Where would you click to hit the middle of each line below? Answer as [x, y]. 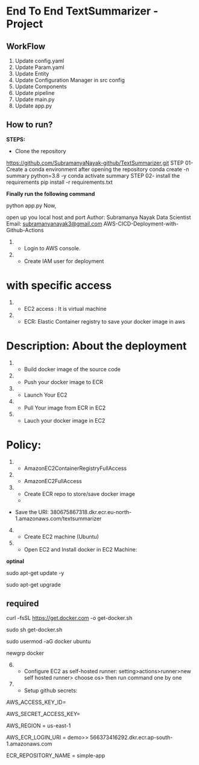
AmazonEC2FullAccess [53, 481]
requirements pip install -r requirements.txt [59, 182]
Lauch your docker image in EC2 [65, 420]
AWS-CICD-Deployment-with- [141, 223]
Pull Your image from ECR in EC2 [65, 408]
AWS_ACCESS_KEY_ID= [36, 702]
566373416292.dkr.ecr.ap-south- [131, 737]
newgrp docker [25, 653]
